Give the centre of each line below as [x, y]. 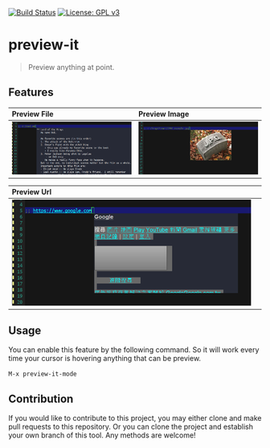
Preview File [33, 114]
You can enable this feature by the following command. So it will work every [134, 350]
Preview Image [164, 114]
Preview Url [32, 192]
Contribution [41, 399]
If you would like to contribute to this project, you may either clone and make [135, 418]
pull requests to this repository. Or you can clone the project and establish [131, 427]
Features [31, 92]
